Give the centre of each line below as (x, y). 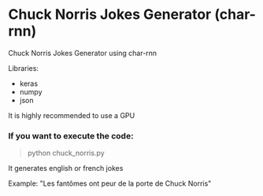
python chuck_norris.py (66, 153)
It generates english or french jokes (66, 168)
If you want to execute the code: (71, 135)
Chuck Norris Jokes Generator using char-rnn (83, 53)
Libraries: (24, 68)
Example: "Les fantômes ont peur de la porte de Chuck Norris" (110, 183)
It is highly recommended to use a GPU (72, 115)
